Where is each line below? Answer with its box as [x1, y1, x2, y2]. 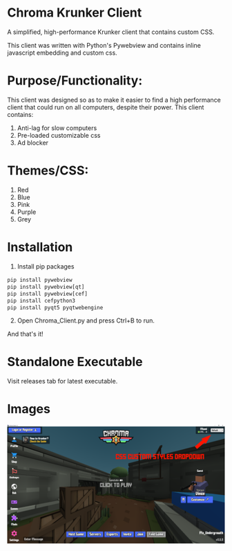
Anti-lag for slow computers [17, 123, 97, 132]
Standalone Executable [7, 354, 143, 370]
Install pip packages [17, 262, 75, 271]
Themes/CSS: [7, 163, 89, 179]
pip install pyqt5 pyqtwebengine [7, 304, 104, 311]
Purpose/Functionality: [7, 73, 143, 89]
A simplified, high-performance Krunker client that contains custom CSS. [7, 28, 215, 36]
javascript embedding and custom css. [7, 48, 117, 57]
